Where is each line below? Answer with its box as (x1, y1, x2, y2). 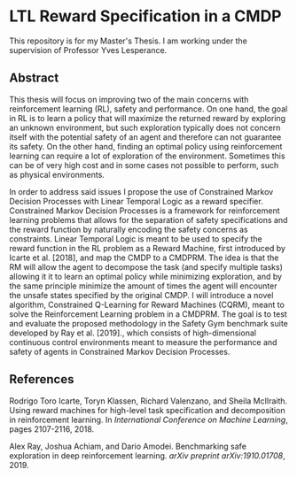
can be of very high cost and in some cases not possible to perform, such (9, 159, 279, 170)
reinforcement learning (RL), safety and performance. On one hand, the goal (9, 104, 288, 114)
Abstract (9, 71, 59, 86)
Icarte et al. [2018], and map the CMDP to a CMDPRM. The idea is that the (9, 252, 279, 263)
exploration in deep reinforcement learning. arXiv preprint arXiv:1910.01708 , (9, 450, 285, 461)
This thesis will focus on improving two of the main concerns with (9, 94, 249, 104)
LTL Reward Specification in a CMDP (9, 6, 282, 27)
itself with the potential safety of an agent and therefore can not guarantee (9, 131, 282, 142)
